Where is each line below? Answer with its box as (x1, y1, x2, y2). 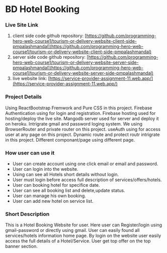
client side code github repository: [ (12, 33, 87, 39)
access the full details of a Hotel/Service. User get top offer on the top (5, 238, 151, 244)
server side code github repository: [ (12, 54, 89, 60)
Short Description (5, 211, 50, 217)
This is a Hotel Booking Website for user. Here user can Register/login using (5, 222, 162, 228)
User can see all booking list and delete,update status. (12, 187, 125, 194)
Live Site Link (5, 22, 39, 29)
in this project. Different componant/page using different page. (5, 137, 135, 143)
